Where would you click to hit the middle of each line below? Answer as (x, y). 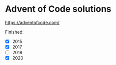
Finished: (14, 32)
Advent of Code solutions (58, 9)
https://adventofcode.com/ (32, 22)
